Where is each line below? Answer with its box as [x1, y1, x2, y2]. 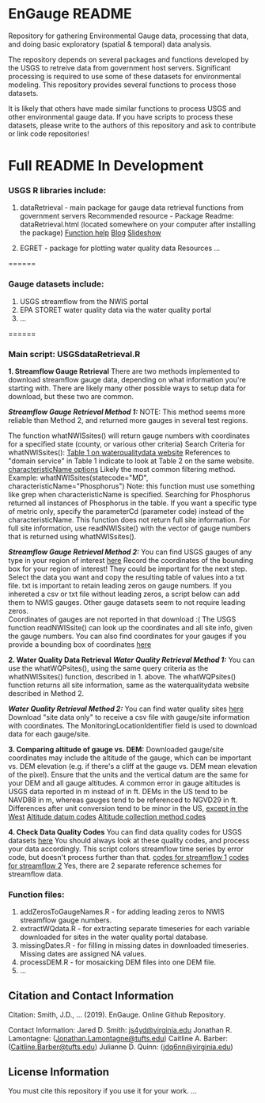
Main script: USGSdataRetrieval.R [8, 348, 141, 359]
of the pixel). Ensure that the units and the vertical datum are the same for [8, 770, 249, 780]
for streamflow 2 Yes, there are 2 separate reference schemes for [8, 861, 222, 871]
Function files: [8, 888, 65, 900]
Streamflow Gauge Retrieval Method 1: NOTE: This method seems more [8, 407, 246, 416]
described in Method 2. [8, 689, 85, 698]
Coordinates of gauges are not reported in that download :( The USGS [8, 614, 237, 624]
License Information [8, 1065, 109, 1078]
